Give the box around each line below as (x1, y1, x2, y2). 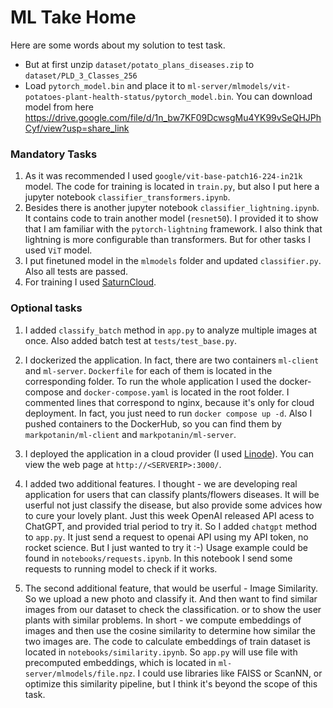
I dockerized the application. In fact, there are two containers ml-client (24, 354, 320, 366)
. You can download (231, 90, 313, 102)
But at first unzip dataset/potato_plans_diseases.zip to (24, 58, 255, 70)
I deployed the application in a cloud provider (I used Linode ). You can (24, 447, 314, 460)
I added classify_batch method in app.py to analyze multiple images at (24, 324, 317, 336)
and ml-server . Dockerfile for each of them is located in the (24, 364, 273, 376)
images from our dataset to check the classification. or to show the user (24, 603, 322, 615)
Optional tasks (10, 301, 83, 315)
